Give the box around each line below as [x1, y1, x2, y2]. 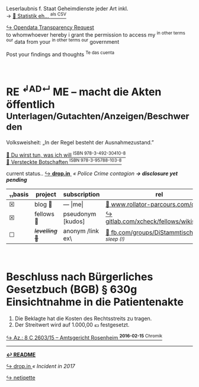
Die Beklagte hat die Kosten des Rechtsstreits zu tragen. [14, 315, 152, 322]
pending [6, 176, 27, 183]
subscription [63, 191, 100, 199]
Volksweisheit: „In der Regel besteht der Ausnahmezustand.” [6, 138, 154, 146]
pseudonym [63, 210, 97, 218]
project [35, 191, 56, 199]
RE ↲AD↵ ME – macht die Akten [6, 83, 162, 99]
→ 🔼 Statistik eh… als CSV [6, 11, 67, 20]
